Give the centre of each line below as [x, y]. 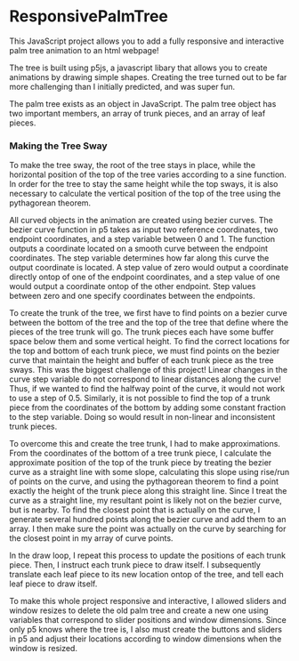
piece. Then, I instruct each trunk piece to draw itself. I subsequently [135, 565]
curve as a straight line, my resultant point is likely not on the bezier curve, [145, 501]
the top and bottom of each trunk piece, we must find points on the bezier [145, 351]
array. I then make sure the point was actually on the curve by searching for [148, 529]
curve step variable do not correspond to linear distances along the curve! [145, 379]
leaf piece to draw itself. [53, 584]
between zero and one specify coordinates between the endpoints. [132, 296]
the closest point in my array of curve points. [91, 538]
